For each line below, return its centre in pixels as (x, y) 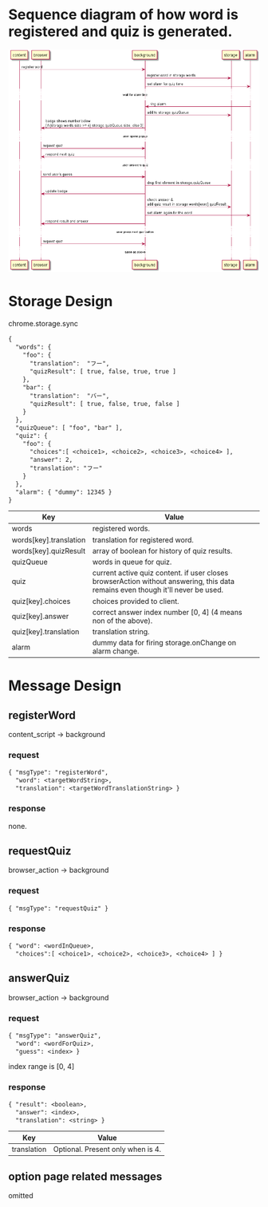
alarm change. (116, 651)
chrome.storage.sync (43, 323)
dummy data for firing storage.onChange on (164, 643)
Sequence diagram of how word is (124, 15)
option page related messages (85, 1176)
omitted (21, 1196)
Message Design (65, 686)
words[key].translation (49, 539)
